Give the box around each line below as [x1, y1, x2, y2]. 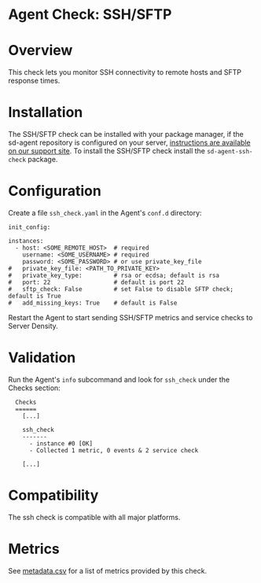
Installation [8, 104, 83, 121]
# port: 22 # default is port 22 [8, 279, 185, 286]
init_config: [8, 223, 51, 231]
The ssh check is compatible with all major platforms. [8, 512, 181, 522]
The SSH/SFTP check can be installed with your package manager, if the [8, 130, 244, 139]
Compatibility [8, 486, 99, 504]
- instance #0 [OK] [28, 439, 93, 448]
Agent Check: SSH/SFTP [8, 6, 172, 24]
